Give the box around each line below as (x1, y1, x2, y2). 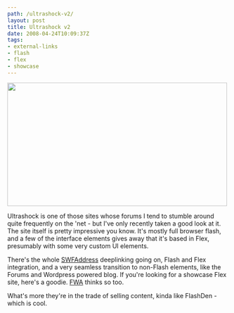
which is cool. (7, 299, 48, 307)
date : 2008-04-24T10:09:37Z (7, 30, 90, 37)
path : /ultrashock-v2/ (7, 10, 74, 18)
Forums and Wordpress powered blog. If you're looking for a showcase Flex (7, 270, 227, 278)
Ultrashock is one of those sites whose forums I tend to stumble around (7, 211, 214, 220)
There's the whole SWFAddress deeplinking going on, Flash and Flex (7, 255, 207, 264)
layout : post (7, 17, 46, 24)
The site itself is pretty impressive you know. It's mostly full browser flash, (7, 226, 221, 235)
